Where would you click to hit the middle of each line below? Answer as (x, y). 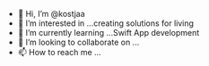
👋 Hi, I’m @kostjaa (51, 14)
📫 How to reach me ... (59, 52)
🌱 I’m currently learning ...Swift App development (109, 33)
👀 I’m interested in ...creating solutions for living (106, 23)
